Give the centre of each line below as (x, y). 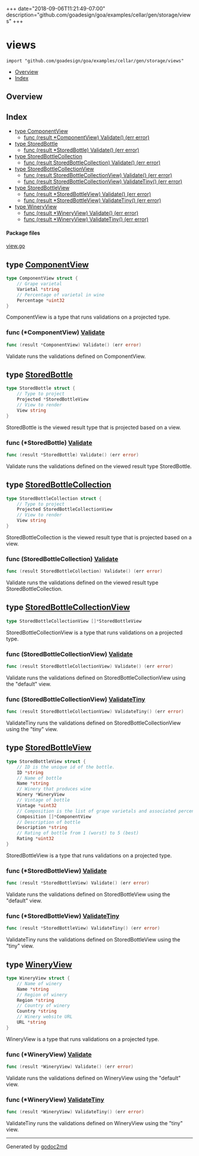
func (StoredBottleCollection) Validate (62, 559)
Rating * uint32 (36, 839)
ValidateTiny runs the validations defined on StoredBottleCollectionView (94, 723)
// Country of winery (43, 1006)
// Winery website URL (45, 1017)
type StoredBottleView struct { (46, 761)
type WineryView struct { (38, 978)
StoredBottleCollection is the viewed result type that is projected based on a (99, 537)
